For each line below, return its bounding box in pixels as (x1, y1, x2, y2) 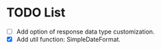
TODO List (6, 5, 66, 21)
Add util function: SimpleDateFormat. (16, 36, 121, 43)
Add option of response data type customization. (16, 27, 155, 36)
